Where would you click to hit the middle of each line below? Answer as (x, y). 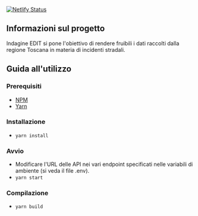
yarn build (29, 207)
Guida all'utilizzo (39, 69)
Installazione (26, 122)
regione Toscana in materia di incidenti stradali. (66, 49)
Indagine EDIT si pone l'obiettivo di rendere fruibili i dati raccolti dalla (93, 43)
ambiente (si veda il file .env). (52, 171)
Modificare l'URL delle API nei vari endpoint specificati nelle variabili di (104, 164)
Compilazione (28, 193)
